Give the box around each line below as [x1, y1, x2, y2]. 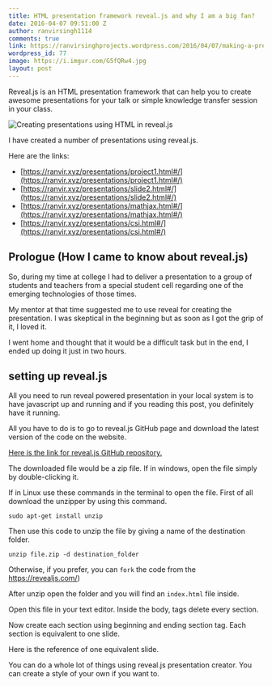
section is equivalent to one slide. [8, 629, 120, 639]
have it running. [8, 408, 61, 417]
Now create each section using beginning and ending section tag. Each [8, 620, 247, 630]
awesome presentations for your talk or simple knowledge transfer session [8, 95, 257, 105]
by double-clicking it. [8, 472, 79, 482]
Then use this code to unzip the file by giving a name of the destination [8, 527, 245, 536]
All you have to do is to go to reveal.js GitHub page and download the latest [8, 424, 259, 434]
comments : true [8, 34, 60, 43]
